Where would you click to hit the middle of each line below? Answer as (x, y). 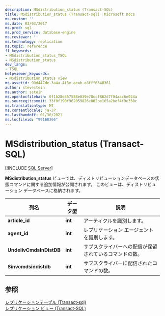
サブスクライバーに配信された (118, 263)
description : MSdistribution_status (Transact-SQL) (59, 10)
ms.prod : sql (18, 28)
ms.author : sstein (24, 92)
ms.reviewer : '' (22, 37)
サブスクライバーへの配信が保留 (120, 247)
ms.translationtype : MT (29, 106)
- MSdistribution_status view (36, 78)
